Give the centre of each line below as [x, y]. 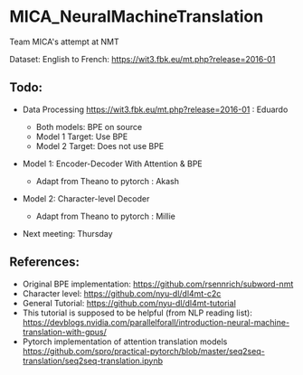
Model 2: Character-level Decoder [86, 198]
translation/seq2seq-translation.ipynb [93, 361]
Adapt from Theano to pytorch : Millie [106, 216]
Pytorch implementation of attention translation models [125, 342]
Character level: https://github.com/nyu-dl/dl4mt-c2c [122, 293]
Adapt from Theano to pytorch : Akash [107, 181]
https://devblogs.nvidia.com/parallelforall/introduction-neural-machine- [156, 322]
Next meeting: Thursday [67, 233]
